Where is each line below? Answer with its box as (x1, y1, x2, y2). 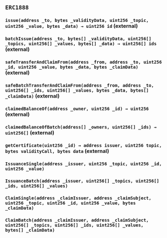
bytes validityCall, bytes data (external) (5, 147, 110, 154)
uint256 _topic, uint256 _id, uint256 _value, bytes (5, 200, 136, 206)
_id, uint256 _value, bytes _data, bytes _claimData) (5, 64, 139, 70)
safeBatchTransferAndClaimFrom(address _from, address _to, (5, 83, 155, 89)
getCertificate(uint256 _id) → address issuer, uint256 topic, (5, 142, 162, 148)
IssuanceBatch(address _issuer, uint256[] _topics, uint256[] (5, 178, 160, 184)
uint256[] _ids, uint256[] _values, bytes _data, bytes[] (5, 88, 149, 94)
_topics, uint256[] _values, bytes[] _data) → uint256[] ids (5, 41, 157, 47)
